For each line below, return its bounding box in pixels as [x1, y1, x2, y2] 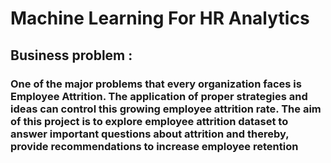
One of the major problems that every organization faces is [10, 77, 302, 91]
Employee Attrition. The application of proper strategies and [10, 89, 308, 103]
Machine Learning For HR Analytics [10, 7, 310, 30]
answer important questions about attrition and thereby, [10, 127, 290, 141]
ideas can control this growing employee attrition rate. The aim [10, 102, 322, 116]
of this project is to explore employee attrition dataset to [10, 114, 289, 128]
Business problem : [10, 47, 133, 64]
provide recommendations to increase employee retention [10, 139, 299, 153]
